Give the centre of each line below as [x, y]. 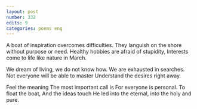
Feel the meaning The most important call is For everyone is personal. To [96, 88]
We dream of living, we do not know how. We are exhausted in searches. [96, 70]
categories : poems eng [34, 28]
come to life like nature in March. [47, 58]
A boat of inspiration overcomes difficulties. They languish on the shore [94, 45]
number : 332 [21, 17]
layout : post [22, 12]
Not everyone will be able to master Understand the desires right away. [94, 76]
